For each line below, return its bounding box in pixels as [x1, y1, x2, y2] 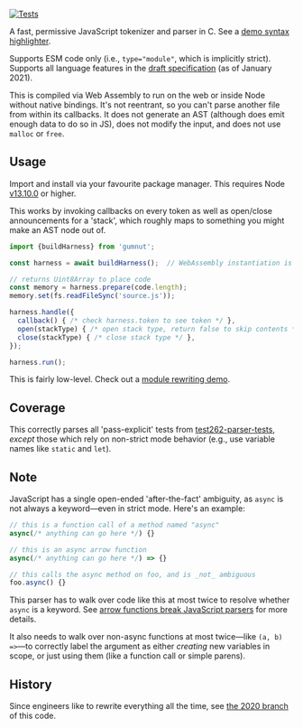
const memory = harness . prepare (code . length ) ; [9, 283, 188, 293]
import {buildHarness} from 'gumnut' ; [9, 242, 155, 251]
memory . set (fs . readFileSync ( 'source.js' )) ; [9, 292, 176, 301]
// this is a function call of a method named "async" [9, 520, 220, 530]
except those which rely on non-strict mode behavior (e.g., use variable [9, 434, 275, 444]
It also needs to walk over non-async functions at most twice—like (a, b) [9, 631, 283, 642]
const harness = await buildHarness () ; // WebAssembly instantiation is [9, 258, 293, 267]
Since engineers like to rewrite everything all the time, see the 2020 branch [9, 701, 289, 712]
